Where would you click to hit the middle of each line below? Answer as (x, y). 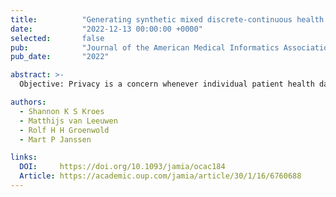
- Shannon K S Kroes (62, 111)
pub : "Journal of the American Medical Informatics (145, 47)
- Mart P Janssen (55, 139)
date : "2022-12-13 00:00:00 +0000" (106, 29)
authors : (28, 102)
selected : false (57, 38)
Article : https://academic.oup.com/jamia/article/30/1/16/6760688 (160, 176)
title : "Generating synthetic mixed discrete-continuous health (167, 19)
